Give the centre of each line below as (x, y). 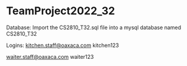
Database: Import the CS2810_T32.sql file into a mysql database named (94, 27)
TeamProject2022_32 (60, 11)
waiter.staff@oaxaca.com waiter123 (50, 56)
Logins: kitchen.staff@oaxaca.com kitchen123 (63, 45)
